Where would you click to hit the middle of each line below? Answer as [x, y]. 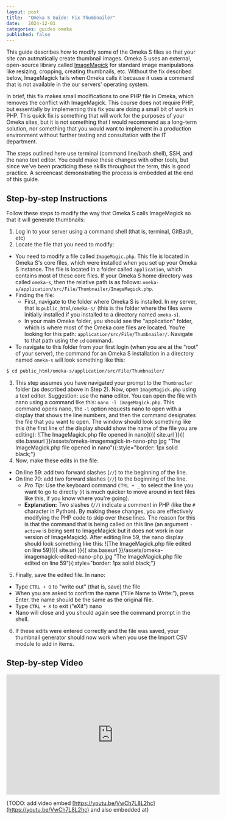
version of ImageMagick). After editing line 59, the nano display [104, 537]
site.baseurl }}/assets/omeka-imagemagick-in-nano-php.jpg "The [98, 441]
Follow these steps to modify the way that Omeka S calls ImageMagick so [99, 213]
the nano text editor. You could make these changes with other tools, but [97, 160]
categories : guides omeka [39, 29]
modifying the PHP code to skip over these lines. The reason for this [110, 517]
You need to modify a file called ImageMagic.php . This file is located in [102, 256]
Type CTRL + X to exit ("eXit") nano [58, 606]
